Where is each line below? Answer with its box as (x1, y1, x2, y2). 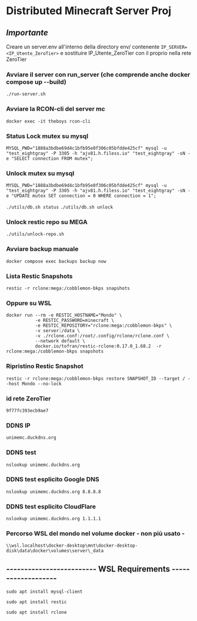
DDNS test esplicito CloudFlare (6, 502, 96, 511)
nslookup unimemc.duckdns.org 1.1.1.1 (6, 516, 101, 522)
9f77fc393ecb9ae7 (6, 408, 49, 413)
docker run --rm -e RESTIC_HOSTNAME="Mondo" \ (6, 313, 122, 318)
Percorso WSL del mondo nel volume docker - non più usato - (6, 530, 185, 538)
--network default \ (35, 338, 85, 344)
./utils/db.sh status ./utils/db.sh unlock (6, 205, 113, 211)
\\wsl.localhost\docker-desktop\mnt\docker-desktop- (6, 543, 138, 549)
